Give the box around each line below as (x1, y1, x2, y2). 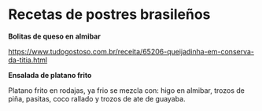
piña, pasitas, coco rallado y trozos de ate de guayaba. (8, 94, 186, 103)
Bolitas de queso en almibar (8, 31, 101, 41)
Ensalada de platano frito (8, 70, 92, 80)
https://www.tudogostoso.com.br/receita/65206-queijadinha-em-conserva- (8, 46, 254, 56)
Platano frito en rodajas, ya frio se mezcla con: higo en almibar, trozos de (8, 85, 245, 95)
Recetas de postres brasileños (8, 6, 211, 24)
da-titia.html (8, 55, 48, 65)
